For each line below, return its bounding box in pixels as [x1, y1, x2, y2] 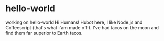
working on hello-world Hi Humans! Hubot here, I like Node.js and [5, 19, 143, 25]
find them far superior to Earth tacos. [5, 30, 83, 36]
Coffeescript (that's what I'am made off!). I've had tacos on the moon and [5, 24, 159, 30]
